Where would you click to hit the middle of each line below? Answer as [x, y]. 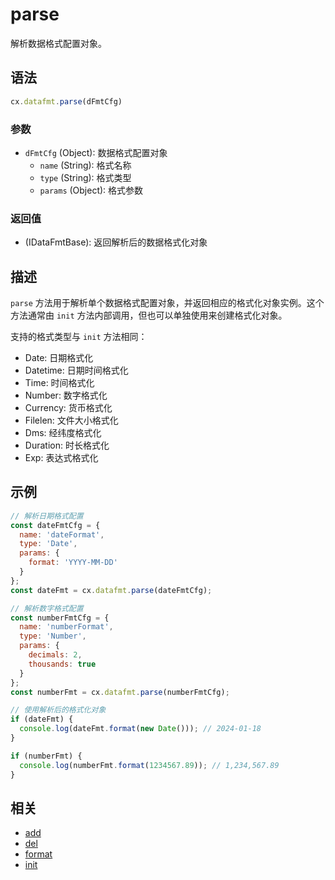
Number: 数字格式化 [66, 395]
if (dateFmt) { [42, 719]
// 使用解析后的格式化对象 [58, 710]
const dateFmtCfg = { [55, 525]
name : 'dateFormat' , [62, 534]
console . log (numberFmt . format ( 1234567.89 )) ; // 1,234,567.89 [149, 765]
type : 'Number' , [53, 636]
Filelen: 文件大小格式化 [71, 420]
